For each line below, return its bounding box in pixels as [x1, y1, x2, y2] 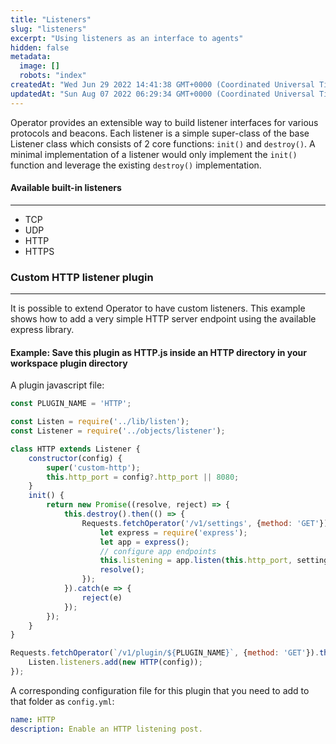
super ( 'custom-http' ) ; [46, 462, 141, 473]
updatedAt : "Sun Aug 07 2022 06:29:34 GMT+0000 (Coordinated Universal [10, 89, 315, 99]
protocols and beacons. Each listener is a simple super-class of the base [10, 127, 310, 139]
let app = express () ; [99, 537, 190, 547]
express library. [10, 324, 75, 336]
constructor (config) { [28, 453, 123, 463]
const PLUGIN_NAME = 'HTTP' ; [10, 399, 132, 409]
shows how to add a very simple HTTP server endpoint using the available [10, 313, 317, 325]
